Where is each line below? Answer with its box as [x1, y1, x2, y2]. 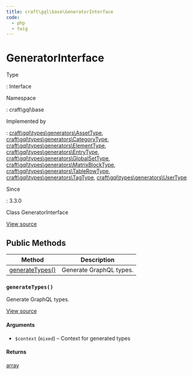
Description [80, 256, 115, 264]
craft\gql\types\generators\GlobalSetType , [6, 155, 111, 162]
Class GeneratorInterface [6, 209, 69, 216]
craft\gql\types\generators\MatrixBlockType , [6, 161, 116, 169]
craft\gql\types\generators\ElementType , [6, 142, 106, 149]
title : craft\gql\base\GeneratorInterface [6, 8, 114, 15]
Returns [6, 349, 27, 356]
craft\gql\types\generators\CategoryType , [6, 136, 109, 143]
